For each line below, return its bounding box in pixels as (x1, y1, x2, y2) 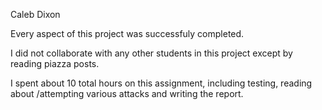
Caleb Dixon (10, 9, 61, 20)
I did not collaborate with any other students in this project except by (10, 47, 293, 59)
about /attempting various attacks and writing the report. (10, 88, 244, 99)
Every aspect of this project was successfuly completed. (10, 28, 245, 39)
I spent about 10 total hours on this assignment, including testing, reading (10, 77, 313, 89)
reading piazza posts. (10, 58, 100, 69)
